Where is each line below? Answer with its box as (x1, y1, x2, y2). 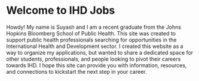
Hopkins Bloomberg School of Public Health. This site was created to (6, 29, 176, 37)
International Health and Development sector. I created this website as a (6, 43, 183, 50)
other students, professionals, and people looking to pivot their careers (6, 55, 181, 62)
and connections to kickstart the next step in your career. (6, 68, 148, 75)
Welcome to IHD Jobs (6, 4, 115, 17)
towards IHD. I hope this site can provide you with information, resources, (6, 61, 187, 69)
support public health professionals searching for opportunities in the (6, 36, 177, 43)
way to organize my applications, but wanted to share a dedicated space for (6, 49, 194, 56)
